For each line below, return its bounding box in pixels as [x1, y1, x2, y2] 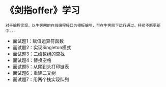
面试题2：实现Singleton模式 [12, 44, 71, 50]
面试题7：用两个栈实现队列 [12, 76, 69, 82]
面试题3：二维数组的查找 [12, 51, 65, 57]
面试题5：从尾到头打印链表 [12, 63, 70, 70]
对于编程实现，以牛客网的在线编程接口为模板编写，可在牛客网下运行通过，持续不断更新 [5, 23, 161, 28]
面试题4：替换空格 [12, 57, 52, 63]
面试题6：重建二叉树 [12, 70, 56, 76]
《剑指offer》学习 [5, 5, 80, 16]
